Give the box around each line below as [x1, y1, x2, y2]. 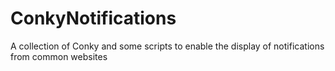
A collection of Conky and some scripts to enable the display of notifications [10, 40, 325, 52]
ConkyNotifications [10, 7, 177, 30]
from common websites [10, 50, 108, 62]
